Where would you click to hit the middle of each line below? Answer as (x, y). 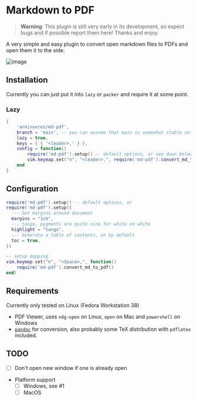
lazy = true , (33, 138)
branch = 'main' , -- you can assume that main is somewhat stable (99, 132)
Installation (27, 80)
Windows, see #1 (44, 386)
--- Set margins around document (52, 213)
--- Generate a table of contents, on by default (73, 235)
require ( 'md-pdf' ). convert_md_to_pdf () (65, 267)
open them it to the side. (35, 50)
